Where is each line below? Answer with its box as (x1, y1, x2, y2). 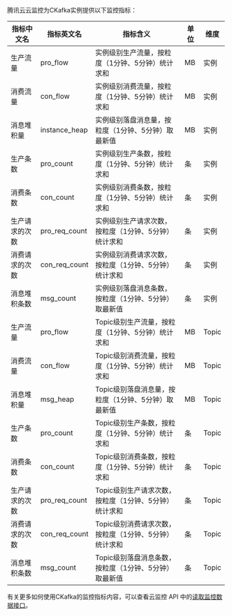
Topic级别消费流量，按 (95, 351, 169, 360)
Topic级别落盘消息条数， (95, 553, 176, 562)
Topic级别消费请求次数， (95, 519, 176, 528)
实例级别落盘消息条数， (95, 284, 171, 293)
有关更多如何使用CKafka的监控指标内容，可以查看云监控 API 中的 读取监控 (7, 593, 217, 601)
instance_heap (40, 125, 88, 135)
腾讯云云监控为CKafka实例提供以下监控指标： (7, 6, 137, 14)
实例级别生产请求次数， (95, 216, 171, 226)
